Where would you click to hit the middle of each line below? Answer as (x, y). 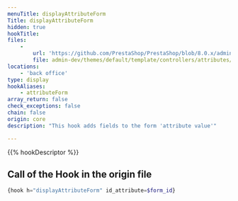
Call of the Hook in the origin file (80, 174)
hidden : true (27, 27)
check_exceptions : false (44, 106)
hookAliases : (27, 86)
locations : (23, 67)
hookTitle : (23, 34)
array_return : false (38, 100)
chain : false (27, 113)
